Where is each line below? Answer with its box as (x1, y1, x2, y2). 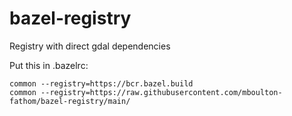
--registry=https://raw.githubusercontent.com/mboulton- (40, 87, 283, 97)
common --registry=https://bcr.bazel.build (9, 78, 194, 89)
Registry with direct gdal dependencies (9, 40, 171, 52)
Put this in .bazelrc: (9, 59, 89, 71)
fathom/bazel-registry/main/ (9, 96, 131, 106)
